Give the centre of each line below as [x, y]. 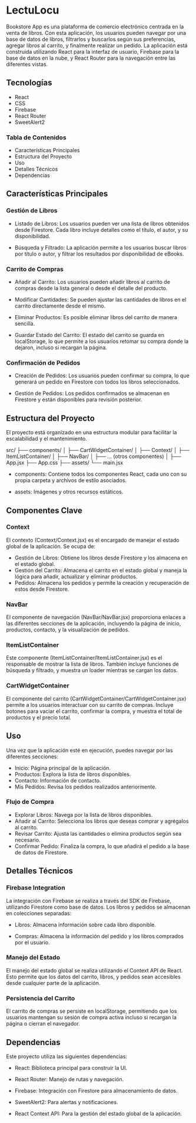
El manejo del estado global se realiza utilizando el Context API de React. [94, 970]
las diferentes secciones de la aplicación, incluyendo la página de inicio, [94, 624]
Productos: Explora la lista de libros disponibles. [73, 774]
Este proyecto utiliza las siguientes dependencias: [67, 1056]
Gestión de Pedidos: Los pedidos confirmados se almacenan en [92, 394]
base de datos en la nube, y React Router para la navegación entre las [91, 58]
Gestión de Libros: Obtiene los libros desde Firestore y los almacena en [101, 558]
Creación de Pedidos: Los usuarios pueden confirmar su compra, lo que [102, 376]
